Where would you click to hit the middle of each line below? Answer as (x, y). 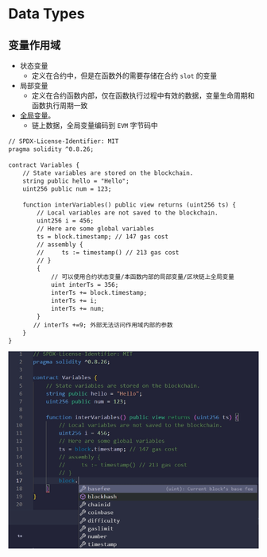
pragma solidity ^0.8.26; (51, 149)
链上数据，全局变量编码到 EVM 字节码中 (95, 125)
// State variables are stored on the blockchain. (108, 173)
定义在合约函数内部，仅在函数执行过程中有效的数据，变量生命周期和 (143, 95)
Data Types (46, 14)
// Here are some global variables (96, 229)
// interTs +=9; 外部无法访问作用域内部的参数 (103, 325)
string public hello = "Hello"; (76, 181)
